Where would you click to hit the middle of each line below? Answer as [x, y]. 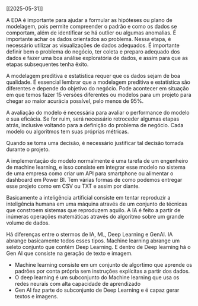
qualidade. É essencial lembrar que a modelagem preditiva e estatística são [98, 82]
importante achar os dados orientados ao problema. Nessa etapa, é [89, 39]
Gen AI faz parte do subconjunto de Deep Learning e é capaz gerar [97, 290]
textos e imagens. [36, 296]
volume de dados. [28, 223]
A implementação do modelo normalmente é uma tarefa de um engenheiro [97, 161]
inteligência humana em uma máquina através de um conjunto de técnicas [97, 204]
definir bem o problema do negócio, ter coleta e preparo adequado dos [93, 52]
